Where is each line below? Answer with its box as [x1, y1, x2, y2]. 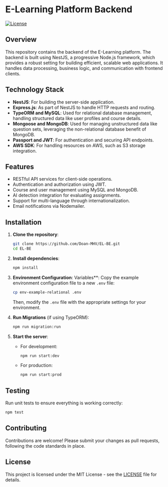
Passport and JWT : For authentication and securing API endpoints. [12, 137, 154, 143]
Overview [5, 35, 37, 44]
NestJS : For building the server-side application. [12, 99, 115, 105]
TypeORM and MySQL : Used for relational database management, [12, 110, 153, 116]
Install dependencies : [12, 255, 60, 261]
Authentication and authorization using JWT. [12, 181, 106, 187]
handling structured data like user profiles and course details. [12, 115, 142, 121]
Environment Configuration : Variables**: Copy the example [12, 274, 139, 280]
